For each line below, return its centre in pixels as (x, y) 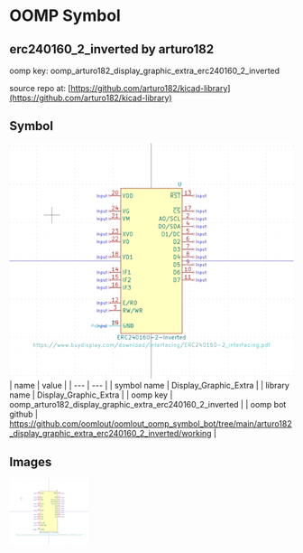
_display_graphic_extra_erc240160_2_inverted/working (110, 434)
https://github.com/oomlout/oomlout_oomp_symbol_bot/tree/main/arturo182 (151, 424)
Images (31, 462)
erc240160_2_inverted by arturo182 (112, 49)
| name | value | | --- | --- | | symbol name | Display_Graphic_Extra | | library (150, 386)
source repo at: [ (40, 88)
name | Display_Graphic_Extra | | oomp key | (91, 395)
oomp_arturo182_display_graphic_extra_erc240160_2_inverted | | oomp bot (148, 405)
